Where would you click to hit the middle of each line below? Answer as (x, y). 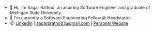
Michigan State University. (36, 13)
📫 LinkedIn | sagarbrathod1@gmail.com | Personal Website (69, 23)
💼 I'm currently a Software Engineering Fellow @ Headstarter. (71, 18)
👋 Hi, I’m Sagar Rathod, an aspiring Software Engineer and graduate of (80, 8)
